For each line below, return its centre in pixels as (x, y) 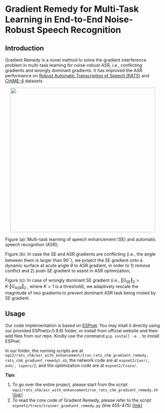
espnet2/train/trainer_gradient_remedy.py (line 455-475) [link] (77, 406)
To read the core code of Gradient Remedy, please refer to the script (82, 400)
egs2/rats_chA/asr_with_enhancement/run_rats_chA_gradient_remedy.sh (85, 390)
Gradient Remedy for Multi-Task (72, 9)
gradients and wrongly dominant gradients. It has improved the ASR (74, 70)
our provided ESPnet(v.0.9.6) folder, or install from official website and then (82, 331)
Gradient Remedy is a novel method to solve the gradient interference (76, 60)
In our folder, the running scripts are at (44, 351)
